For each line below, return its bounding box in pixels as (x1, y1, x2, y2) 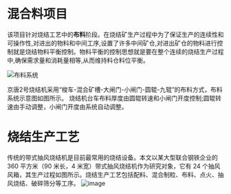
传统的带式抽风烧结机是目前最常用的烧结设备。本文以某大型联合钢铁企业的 (7, 153, 218, 162)
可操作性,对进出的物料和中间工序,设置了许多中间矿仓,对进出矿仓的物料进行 (7, 39, 218, 47)
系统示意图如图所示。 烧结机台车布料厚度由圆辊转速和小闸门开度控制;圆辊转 (7, 94, 222, 102)
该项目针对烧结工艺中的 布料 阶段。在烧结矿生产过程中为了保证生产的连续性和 (7, 30, 224, 39)
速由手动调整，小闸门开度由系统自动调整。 (7, 103, 128, 111)
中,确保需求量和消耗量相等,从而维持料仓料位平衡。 (7, 56, 150, 64)
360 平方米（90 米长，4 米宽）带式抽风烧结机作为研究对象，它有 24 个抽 (7, 162, 214, 170)
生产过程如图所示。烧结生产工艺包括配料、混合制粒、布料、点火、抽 (30, 170, 224, 179)
